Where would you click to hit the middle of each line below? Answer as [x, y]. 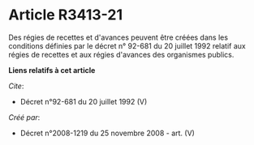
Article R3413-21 [66, 15]
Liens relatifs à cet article [52, 70]
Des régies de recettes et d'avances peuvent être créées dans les [118, 37]
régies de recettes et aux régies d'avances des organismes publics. [121, 54]
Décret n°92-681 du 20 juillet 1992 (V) [84, 101]
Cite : [16, 86]
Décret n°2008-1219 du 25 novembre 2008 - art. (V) [107, 133]
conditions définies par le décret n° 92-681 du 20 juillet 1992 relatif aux [127, 45]
